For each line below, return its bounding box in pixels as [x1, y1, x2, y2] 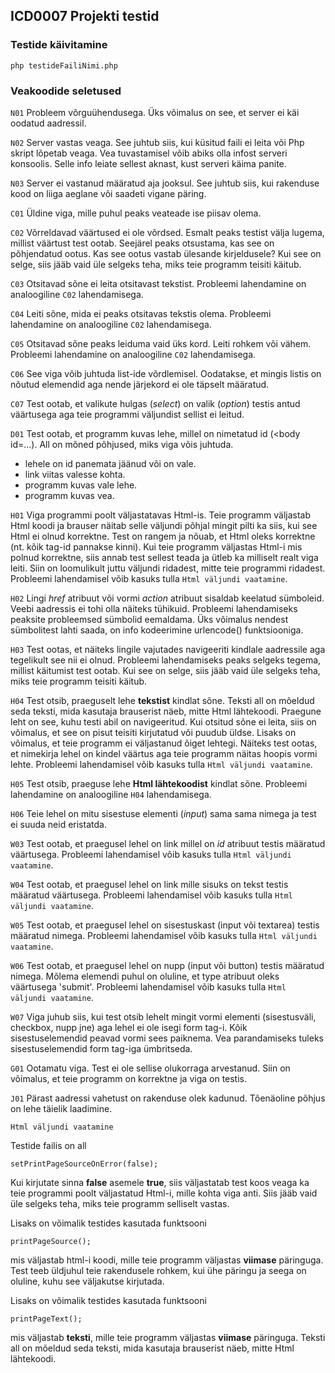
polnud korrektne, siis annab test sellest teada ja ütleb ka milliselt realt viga [10, 551, 319, 563]
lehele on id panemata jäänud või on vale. [24, 457, 197, 469]
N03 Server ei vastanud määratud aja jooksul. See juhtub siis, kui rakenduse [10, 177, 320, 189]
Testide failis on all [10, 1139, 87, 1151]
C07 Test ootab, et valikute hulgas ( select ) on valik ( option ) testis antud [10, 397, 301, 409]
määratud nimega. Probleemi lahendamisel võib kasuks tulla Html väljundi [10, 929, 318, 941]
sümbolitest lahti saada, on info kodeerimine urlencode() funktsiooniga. [10, 624, 304, 636]
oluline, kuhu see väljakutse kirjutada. [10, 1275, 165, 1287]
